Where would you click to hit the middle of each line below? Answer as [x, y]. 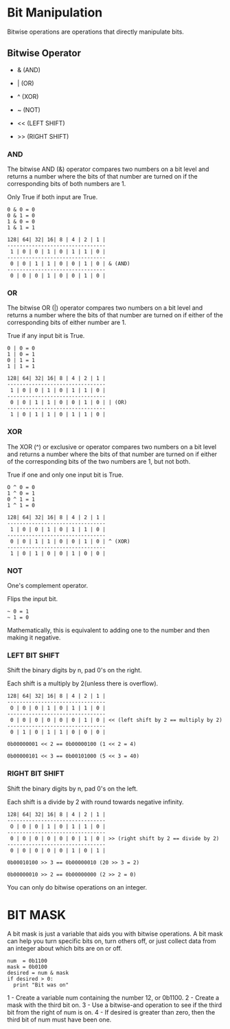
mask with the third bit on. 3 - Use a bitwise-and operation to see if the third [115, 1005]
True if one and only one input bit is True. [65, 475]
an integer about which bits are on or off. [65, 949]
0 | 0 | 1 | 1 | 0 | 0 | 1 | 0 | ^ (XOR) [70, 541]
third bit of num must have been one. [59, 1020]
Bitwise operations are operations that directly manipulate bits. [95, 32]
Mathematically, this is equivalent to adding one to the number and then [108, 630]
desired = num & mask [38, 973]
